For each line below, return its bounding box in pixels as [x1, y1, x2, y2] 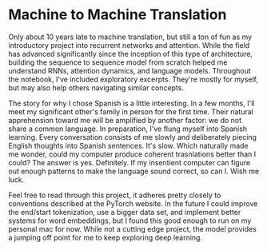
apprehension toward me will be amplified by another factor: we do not [8, 115, 242, 125]
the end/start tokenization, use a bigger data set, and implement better [8, 207, 241, 216]
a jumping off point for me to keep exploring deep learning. [8, 232, 202, 242]
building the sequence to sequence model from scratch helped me [8, 58, 228, 67]
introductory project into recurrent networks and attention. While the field [8, 40, 250, 50]
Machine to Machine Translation [8, 6, 227, 24]
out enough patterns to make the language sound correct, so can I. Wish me [8, 166, 260, 176]
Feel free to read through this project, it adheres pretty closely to [8, 190, 221, 200]
